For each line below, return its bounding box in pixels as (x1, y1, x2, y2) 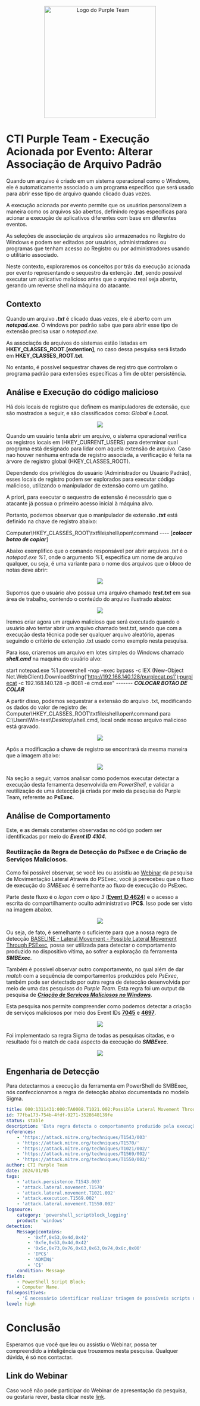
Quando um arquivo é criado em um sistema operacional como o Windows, (6, 177, 190, 185)
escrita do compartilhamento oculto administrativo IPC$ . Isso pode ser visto (6, 900, 193, 907)
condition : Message (17, 1267, 65, 1273)
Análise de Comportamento (6, 811, 111, 821)
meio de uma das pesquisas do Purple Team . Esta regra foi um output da (6, 984, 185, 991)
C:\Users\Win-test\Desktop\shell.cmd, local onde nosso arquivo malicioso (6, 716, 187, 723)
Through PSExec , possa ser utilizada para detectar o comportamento (6, 941, 176, 948)
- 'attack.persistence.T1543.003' (17, 1178, 102, 1185)
